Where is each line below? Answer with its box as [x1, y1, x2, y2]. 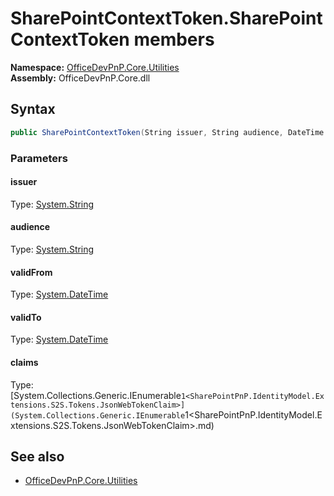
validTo [10, 311, 42, 323]
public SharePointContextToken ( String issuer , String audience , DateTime [10, 127, 325, 137]
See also [10, 448, 65, 465]
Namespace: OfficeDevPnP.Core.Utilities [10, 61, 180, 73]
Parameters [10, 151, 68, 165]
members [133, 28, 215, 51]
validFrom [10, 266, 53, 278]
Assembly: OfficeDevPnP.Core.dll [10, 72, 151, 84]
